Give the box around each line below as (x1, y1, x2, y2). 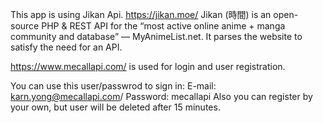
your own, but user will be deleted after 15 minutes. (10, 101, 221, 113)
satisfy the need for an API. (10, 41, 123, 53)
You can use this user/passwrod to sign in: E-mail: (10, 80, 217, 92)
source (10, 20, 40, 32)
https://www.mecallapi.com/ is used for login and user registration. (10, 61, 286, 72)
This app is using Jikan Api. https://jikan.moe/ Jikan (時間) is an (10, 9, 272, 20)
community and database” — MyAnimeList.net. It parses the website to (10, 31, 303, 42)
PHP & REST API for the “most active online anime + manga (41, 20, 286, 32)
